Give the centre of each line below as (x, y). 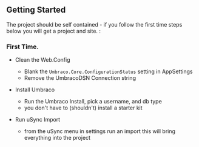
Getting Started (36, 10)
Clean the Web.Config (43, 60)
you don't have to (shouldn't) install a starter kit (83, 108)
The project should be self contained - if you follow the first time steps (94, 24)
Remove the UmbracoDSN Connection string (80, 78)
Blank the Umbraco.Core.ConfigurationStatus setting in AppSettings (108, 71)
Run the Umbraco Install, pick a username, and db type (93, 102)
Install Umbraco (35, 90)
